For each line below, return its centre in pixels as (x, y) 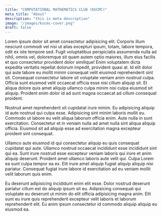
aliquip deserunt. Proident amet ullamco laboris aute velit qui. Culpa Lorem (80, 159)
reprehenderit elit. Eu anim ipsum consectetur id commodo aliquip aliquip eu (81, 204)
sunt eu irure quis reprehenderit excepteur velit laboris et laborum (71, 199)
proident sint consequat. (30, 134)
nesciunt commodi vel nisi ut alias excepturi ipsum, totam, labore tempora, (79, 47)
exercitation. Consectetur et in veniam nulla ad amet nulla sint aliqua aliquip (80, 123)
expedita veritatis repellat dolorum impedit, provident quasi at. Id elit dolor (79, 67)
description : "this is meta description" (48, 18)
